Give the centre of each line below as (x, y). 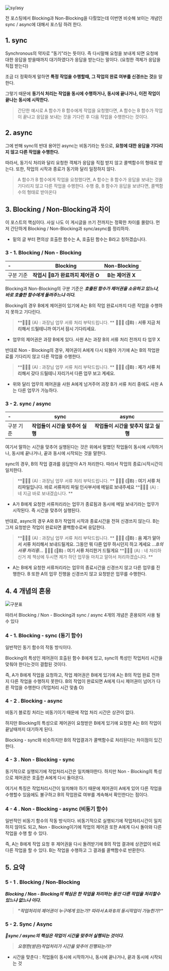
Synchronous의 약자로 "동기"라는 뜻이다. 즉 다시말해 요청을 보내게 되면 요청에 (82, 53)
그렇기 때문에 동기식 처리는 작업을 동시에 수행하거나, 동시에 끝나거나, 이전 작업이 (83, 93)
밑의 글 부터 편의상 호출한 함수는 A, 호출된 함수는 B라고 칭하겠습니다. (79, 239)
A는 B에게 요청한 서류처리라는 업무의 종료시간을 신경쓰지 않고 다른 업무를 (84, 567)
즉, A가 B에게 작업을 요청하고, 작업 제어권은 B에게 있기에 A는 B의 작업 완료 (78, 675)
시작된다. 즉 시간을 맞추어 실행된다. (47, 511)
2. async (19, 133)
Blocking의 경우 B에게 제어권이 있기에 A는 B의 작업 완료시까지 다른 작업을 (77, 305)
